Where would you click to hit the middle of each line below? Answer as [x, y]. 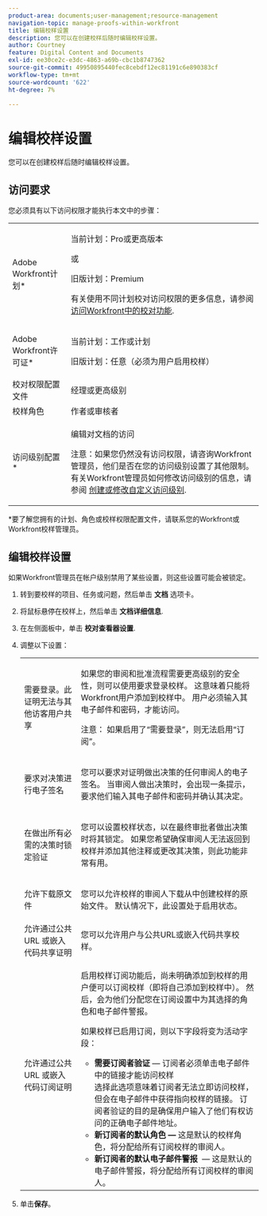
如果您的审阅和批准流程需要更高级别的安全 [160, 673]
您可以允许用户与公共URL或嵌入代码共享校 [160, 935]
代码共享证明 [48, 952]
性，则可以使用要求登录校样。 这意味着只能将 [165, 685]
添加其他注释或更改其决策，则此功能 [172, 851]
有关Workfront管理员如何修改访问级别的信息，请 [161, 478]
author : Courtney [37, 45]
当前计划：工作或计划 [110, 342]
